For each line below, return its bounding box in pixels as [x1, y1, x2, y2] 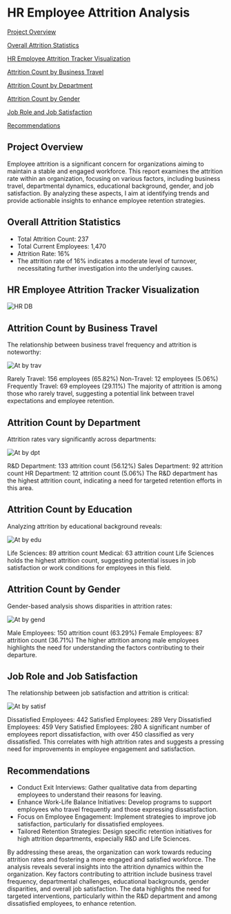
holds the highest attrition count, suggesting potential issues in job [7, 556, 197, 564]
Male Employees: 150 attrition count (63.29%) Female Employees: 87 [7, 628, 203, 636]
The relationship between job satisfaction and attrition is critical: [7, 689, 190, 697]
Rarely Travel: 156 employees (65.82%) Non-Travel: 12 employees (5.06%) [7, 375, 219, 383]
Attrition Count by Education [7, 504, 132, 516]
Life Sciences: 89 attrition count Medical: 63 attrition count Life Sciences [7, 549, 214, 557]
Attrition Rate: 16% [17, 249, 70, 257]
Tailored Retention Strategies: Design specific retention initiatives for [17, 827, 212, 836]
